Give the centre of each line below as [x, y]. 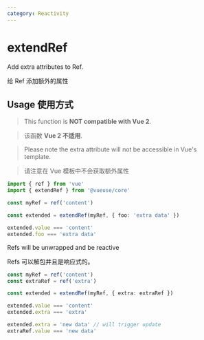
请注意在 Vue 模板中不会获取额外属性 [76, 171]
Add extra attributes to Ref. [45, 67]
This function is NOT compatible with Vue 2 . [87, 122]
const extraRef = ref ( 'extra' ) [52, 281]
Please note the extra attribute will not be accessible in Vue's [110, 149]
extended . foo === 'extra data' [52, 234]
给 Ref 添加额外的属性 [38, 81]
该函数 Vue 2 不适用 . [53, 136]
